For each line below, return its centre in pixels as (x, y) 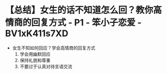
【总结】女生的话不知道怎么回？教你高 (84, 10)
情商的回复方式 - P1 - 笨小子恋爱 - (73, 23)
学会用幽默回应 (35, 54)
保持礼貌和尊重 (35, 60)
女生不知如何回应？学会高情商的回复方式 (54, 48)
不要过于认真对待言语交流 (46, 66)
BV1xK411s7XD (37, 34)
